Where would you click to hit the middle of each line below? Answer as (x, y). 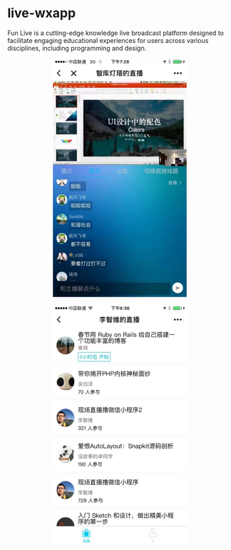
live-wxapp (42, 13)
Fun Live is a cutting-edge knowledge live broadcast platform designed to (116, 33)
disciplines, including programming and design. (77, 48)
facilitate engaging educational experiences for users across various (108, 40)
